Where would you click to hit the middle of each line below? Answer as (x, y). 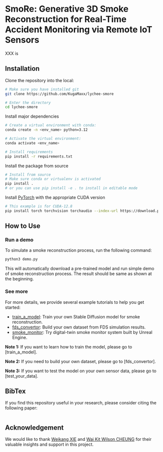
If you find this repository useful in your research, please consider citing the (81, 403)
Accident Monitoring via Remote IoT (79, 30)
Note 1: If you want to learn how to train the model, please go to (69, 347)
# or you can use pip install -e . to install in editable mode (71, 188)
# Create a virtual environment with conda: (51, 125)
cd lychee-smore (21, 107)
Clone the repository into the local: (40, 80)
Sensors (22, 40)
